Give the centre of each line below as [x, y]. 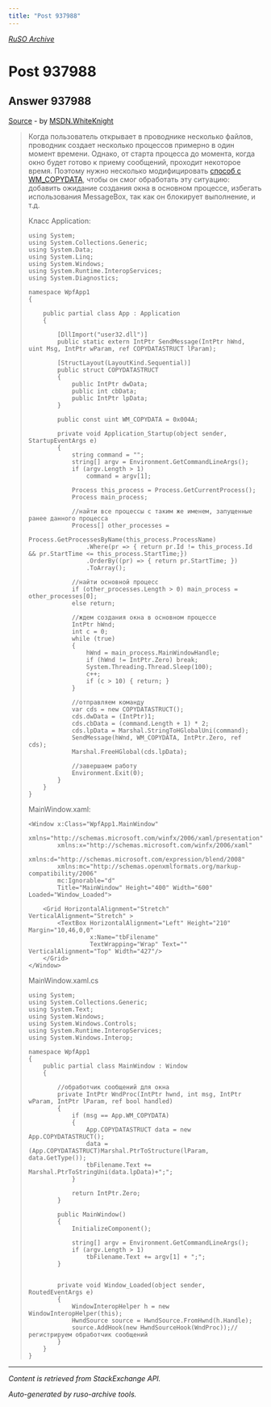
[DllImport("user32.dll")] [103, 335]
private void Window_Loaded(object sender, [131, 1285]
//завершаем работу [104, 766]
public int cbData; [104, 391]
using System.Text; [61, 1009]
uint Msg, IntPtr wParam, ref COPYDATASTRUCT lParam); [122, 348]
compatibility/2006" [63, 874]
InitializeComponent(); [111, 1228]
